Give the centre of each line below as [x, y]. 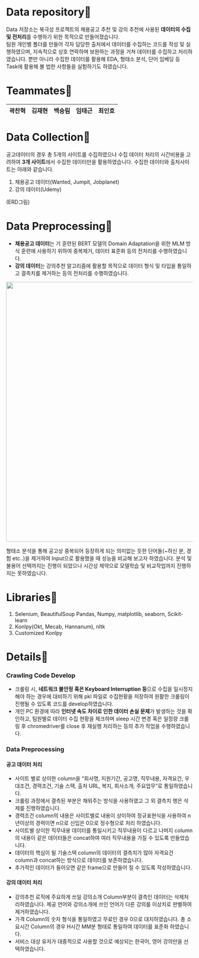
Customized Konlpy [38, 633]
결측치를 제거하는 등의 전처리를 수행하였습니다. [75, 273]
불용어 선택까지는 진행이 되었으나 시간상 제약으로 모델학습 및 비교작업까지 [91, 565]
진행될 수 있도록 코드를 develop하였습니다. [64, 704]
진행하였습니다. [43, 808]
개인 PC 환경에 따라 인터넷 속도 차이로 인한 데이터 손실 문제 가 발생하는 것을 [100, 712]
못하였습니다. [32, 573]
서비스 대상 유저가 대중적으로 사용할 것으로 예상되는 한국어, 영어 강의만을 [98, 941]
